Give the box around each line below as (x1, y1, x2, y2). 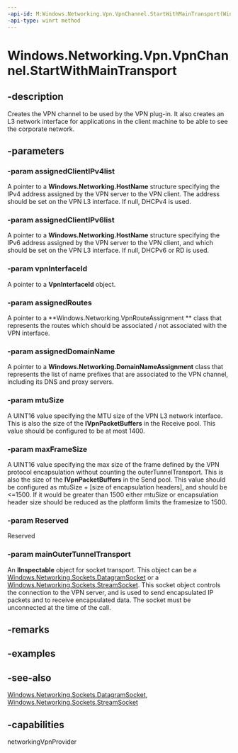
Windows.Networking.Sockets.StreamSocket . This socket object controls (7, 580, 221, 589)
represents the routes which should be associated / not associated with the (7, 322, 227, 330)
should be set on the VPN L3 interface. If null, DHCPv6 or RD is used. (7, 246, 209, 255)
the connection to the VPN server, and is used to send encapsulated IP (7, 588, 214, 596)
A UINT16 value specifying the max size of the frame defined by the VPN (7, 460, 220, 468)
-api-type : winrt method (7, 17, 81, 24)
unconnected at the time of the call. (7, 603, 111, 611)
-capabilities (7, 718, 65, 730)
